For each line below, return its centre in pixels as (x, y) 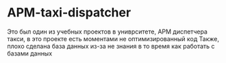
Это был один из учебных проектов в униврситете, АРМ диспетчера (107, 32)
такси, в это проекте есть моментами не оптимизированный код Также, (113, 38)
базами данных (30, 53)
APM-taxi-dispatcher (69, 13)
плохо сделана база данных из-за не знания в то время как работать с (111, 46)
